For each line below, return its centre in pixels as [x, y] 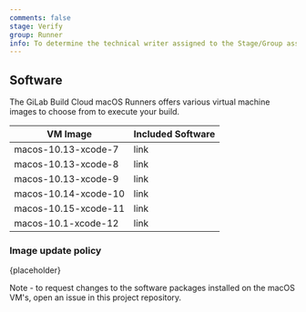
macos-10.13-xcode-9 [66, 179]
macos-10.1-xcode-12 [66, 224]
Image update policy [56, 250]
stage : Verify [36, 26]
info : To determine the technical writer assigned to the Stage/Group [146, 43]
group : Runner [36, 35]
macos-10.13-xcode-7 [66, 149]
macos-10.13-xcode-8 [66, 165]
